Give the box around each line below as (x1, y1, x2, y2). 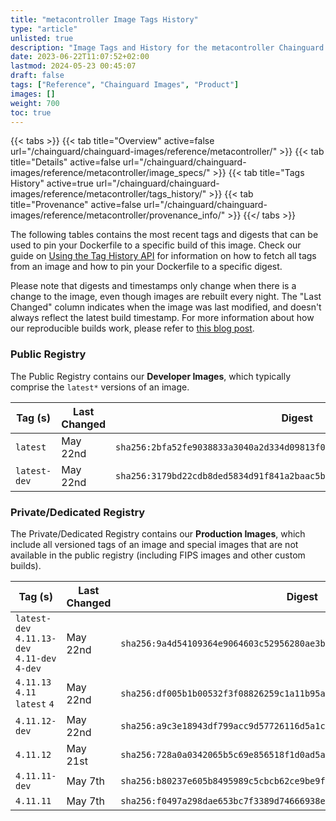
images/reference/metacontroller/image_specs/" (10, 167, 211, 179)
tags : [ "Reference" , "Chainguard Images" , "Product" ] (10, 80, 240, 90)
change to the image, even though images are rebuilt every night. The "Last (10, 291, 322, 303)
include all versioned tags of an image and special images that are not (10, 538, 299, 550)
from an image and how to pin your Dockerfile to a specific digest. (10, 261, 283, 273)
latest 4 (15, 698, 55, 710)
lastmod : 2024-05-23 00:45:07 (10, 61, 137, 71)
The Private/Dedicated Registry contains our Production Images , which (10, 527, 306, 540)
